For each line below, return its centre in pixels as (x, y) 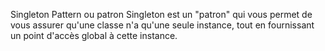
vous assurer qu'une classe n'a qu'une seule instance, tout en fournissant (162, 25)
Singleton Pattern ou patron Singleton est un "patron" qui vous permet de (161, 14)
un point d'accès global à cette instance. (94, 35)
